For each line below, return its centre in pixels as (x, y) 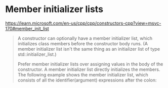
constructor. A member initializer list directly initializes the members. (89, 69)
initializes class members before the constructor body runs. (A (83, 43)
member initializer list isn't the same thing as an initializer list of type (89, 49)
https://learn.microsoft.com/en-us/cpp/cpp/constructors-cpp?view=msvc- (83, 23)
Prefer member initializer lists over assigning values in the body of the (90, 64)
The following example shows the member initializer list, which (83, 74)
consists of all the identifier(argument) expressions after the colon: (87, 80)
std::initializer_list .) (37, 54)
